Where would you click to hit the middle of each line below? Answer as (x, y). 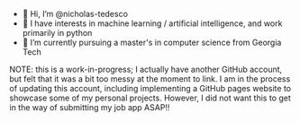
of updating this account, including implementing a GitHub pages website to (150, 88)
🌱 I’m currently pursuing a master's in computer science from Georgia (152, 42)
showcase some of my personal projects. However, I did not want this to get (150, 98)
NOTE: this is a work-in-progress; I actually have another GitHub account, (146, 69)
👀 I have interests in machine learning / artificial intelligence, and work (152, 23)
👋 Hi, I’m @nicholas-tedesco (75, 14)
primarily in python (57, 33)
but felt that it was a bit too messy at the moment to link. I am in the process (150, 79)
